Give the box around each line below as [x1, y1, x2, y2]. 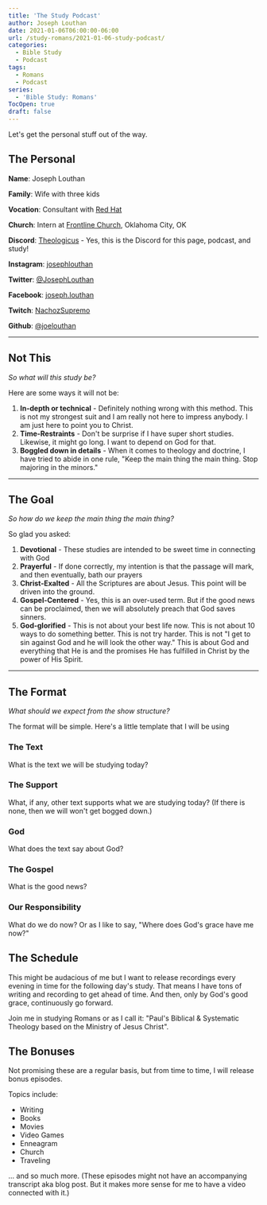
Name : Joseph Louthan [8, 173, 86, 183]
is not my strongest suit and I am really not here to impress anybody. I [19, 411, 248, 422]
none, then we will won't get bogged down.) [8, 806, 153, 815]
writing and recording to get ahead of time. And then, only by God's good [8, 989, 249, 999]
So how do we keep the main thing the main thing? [8, 514, 175, 523]
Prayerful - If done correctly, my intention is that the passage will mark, [19, 562, 254, 571]
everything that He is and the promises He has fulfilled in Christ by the [19, 646, 250, 656]
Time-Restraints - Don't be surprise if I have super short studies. [19, 429, 234, 438]
